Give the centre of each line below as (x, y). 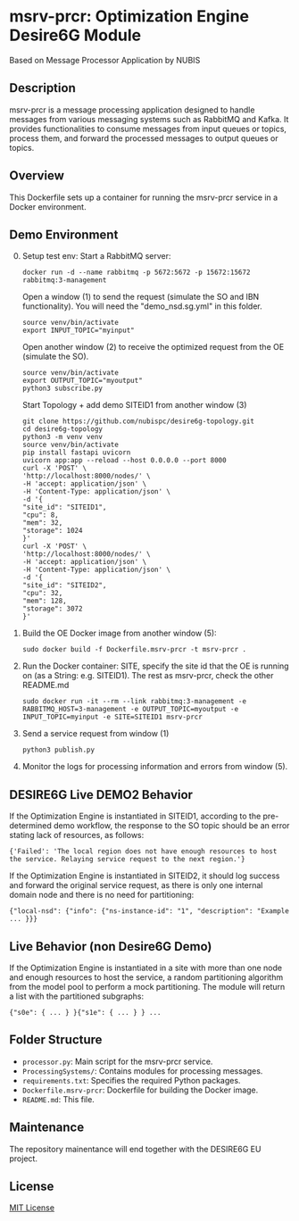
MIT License (32, 1208)
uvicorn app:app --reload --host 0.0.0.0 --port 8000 (124, 461)
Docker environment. (48, 206)
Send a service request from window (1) (96, 734)
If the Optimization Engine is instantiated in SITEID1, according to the (135, 816)
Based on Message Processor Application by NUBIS (105, 60)
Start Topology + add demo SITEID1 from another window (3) (134, 405)
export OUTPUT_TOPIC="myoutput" (82, 381)
